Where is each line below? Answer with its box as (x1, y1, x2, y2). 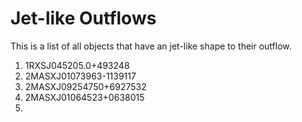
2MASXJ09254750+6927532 (24, 80, 147, 92)
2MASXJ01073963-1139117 (24, 70, 137, 82)
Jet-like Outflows (10, 7, 157, 30)
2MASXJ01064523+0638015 (24, 91, 145, 103)
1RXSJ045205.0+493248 (24, 59, 130, 71)
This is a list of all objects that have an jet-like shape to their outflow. (10, 40, 292, 52)
